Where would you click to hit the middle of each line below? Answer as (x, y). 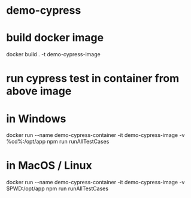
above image (39, 91)
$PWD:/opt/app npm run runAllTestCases (57, 188)
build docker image (55, 38)
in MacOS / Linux (49, 166)
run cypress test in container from (93, 79)
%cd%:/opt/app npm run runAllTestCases (58, 142)
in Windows (36, 119)
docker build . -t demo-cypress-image (53, 54)
